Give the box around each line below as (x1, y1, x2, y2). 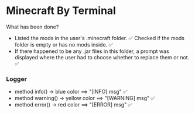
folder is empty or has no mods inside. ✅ (14, 41, 113, 48)
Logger (6, 74, 28, 83)
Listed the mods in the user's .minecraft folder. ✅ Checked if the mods (14, 34, 185, 41)
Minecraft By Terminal (6, 4, 116, 17)
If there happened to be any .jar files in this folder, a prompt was (14, 48, 170, 55)
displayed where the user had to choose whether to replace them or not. (14, 54, 190, 60)
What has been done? (6, 23, 59, 30)
